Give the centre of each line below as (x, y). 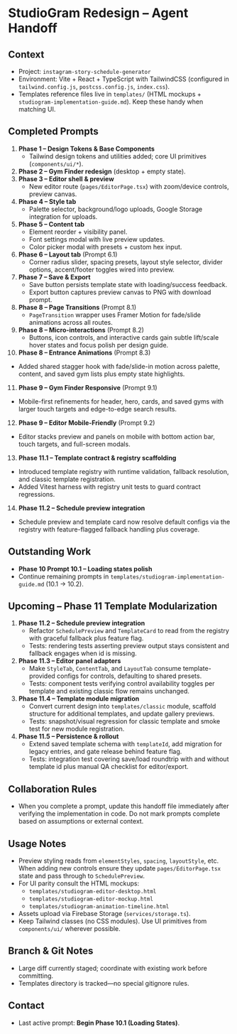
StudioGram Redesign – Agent (98, 13)
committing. (36, 976)
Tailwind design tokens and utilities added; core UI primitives (117, 156)
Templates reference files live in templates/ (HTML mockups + (110, 94)
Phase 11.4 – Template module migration (79, 699)
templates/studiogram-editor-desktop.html (93, 892)
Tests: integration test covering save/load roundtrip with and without (129, 759)
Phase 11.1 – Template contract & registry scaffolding (97, 458)
